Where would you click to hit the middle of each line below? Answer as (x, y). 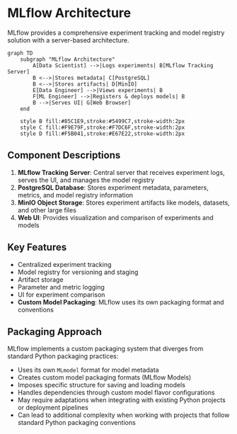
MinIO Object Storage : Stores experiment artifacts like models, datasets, (123, 202)
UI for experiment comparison (61, 295)
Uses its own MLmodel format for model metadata (88, 370)
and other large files (47, 210)
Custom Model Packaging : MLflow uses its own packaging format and (121, 302)
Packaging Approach (55, 332)
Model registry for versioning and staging (78, 272)
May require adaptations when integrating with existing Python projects (122, 400)
